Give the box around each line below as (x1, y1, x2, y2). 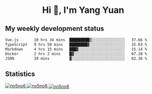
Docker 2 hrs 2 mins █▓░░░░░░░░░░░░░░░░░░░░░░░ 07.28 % (5, 51, 148, 56)
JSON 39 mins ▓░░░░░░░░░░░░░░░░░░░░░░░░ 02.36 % (5, 56, 148, 61)
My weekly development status (5, 24, 104, 33)
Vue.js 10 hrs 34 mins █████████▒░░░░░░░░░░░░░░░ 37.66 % (5, 37, 148, 42)
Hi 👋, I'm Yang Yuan (42, 4, 125, 16)
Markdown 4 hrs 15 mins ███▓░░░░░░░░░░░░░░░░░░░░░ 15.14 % (5, 47, 148, 52)
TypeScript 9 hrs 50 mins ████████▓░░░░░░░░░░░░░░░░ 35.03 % (5, 42, 148, 47)
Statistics (5, 70, 36, 78)
